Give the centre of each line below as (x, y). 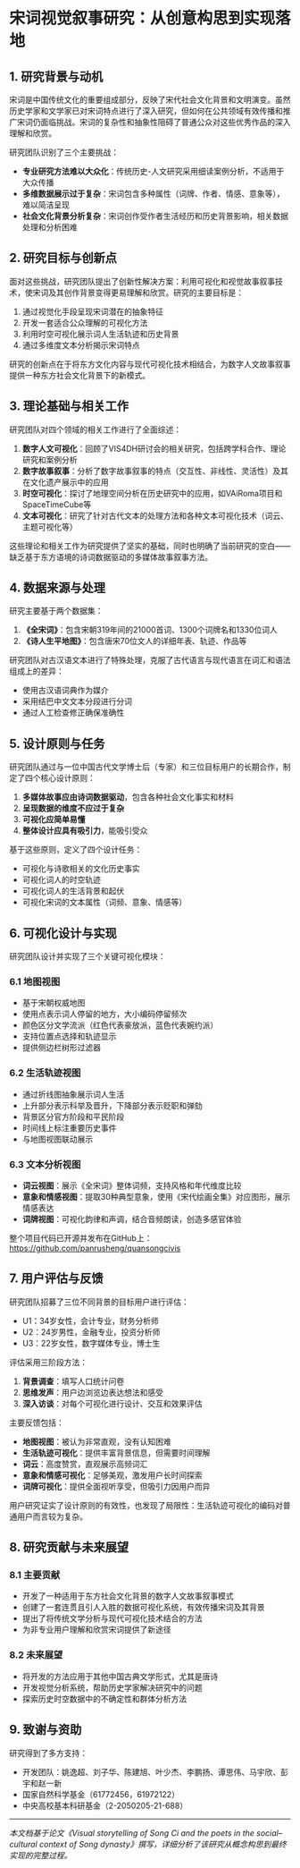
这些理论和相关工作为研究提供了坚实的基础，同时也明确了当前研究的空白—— (150, 546)
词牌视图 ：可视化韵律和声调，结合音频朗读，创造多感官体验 (132, 1218)
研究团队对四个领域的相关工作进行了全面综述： (95, 429)
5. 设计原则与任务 (57, 743)
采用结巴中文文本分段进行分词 (77, 701)
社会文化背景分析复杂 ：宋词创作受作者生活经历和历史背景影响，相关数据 (155, 216)
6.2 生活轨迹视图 (45, 1073)
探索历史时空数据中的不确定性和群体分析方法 (104, 1698)
